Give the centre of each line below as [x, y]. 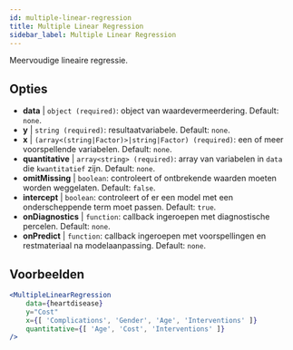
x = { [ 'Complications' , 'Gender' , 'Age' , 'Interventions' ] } [142, 320]
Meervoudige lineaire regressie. [69, 61]
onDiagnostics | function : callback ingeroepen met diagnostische [146, 217]
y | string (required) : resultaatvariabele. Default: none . [126, 130]
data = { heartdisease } [64, 303]
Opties [29, 88]
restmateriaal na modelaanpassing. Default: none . [114, 246]
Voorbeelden [47, 274]
